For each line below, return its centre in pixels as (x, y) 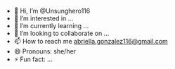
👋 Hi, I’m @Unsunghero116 (52, 11)
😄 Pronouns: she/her (45, 51)
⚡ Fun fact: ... (33, 59)
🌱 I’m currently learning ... (51, 26)
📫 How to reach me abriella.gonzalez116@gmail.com (91, 41)
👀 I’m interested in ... (44, 18)
